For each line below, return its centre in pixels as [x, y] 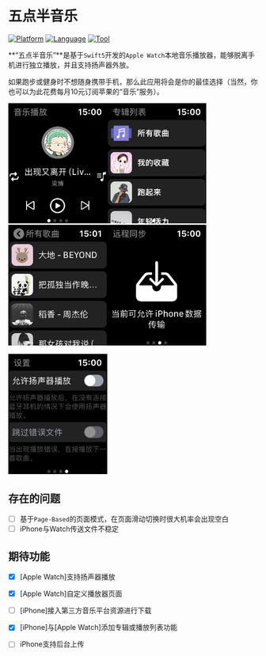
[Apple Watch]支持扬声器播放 [67, 577]
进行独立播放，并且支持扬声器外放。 [74, 65]
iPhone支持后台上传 [52, 644]
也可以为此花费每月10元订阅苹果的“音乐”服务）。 [86, 91]
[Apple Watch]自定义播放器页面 [71, 593]
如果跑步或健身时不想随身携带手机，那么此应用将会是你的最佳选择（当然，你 [133, 82]
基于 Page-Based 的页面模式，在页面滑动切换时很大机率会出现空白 [124, 519]
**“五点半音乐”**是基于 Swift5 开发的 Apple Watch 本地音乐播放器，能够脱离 [128, 55]
